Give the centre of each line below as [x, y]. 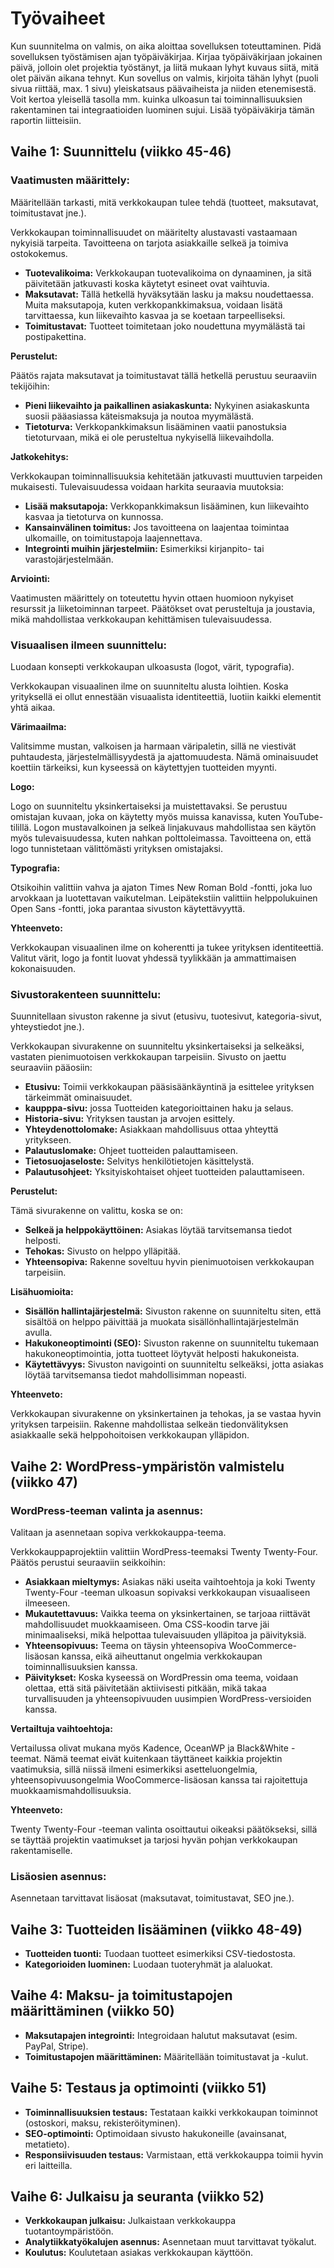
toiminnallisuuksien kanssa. [81, 1666]
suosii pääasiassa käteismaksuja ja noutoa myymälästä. [139, 416]
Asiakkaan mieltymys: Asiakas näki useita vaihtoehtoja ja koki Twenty [170, 1581]
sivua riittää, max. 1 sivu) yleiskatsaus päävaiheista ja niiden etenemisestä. [163, 88]
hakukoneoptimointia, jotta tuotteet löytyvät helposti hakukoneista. [162, 1354]
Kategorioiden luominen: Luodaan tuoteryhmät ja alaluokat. [148, 1964]
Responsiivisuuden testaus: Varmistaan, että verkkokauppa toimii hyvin [174, 2154]
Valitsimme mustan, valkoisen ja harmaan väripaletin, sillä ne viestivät [153, 746]
